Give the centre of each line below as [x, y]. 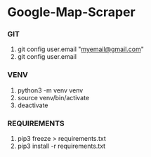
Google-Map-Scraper [71, 12]
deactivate [33, 105]
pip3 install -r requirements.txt [61, 146]
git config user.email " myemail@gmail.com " [80, 49]
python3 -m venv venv [50, 90]
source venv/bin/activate [53, 97]
